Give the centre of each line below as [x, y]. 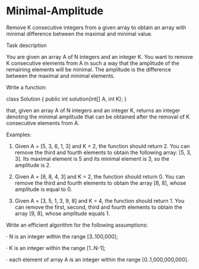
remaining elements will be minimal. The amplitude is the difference [89, 69]
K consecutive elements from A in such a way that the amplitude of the [93, 63]
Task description [27, 45]
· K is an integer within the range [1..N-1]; [56, 248]
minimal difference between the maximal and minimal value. [79, 33]
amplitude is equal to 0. [43, 189]
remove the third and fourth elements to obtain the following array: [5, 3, [103, 152]
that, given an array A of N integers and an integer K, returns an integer [93, 110]
